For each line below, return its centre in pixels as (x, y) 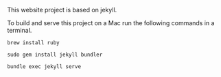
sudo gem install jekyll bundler (55, 55)
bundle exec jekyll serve (44, 67)
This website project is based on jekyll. (62, 10)
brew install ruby (33, 43)
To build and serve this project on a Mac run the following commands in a (111, 23)
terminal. (20, 30)
